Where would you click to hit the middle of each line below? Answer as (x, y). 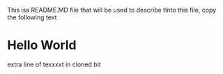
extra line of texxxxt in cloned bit (54, 64)
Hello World (42, 45)
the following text (32, 17)
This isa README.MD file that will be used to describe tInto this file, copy (112, 10)
